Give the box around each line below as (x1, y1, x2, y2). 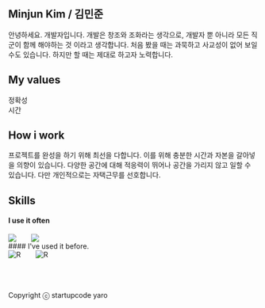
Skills (8, 193, 36, 207)
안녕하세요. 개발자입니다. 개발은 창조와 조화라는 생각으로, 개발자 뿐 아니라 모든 (8, 30, 250, 40)
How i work (8, 129, 65, 143)
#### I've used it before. (8, 241, 90, 251)
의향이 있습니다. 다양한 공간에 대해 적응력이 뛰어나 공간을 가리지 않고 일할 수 (16, 161, 252, 170)
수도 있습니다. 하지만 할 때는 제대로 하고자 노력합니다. (8, 50, 173, 59)
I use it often (8, 216, 50, 226)
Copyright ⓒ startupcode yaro (8, 291, 109, 300)
